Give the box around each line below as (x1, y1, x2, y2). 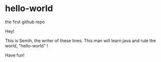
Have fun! (5, 52, 25, 58)
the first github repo (5, 19, 45, 25)
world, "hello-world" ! (5, 43, 49, 48)
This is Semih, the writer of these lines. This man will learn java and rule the (5, 37, 156, 44)
